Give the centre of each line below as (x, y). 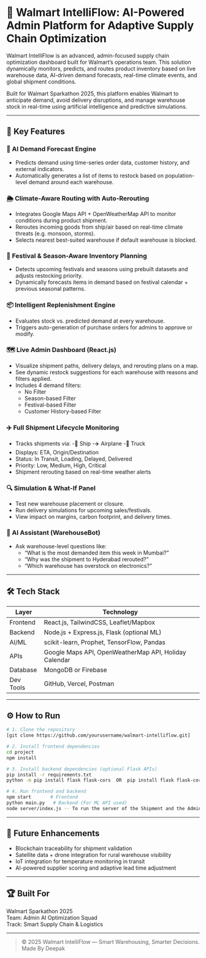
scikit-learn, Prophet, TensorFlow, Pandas (105, 642)
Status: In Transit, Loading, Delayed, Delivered (74, 459)
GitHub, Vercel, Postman (79, 683)
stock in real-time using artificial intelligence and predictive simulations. (97, 106)
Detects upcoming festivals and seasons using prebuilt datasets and (101, 269)
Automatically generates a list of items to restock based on (90, 175)
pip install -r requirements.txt (49, 775)
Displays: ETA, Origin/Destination (57, 453)
